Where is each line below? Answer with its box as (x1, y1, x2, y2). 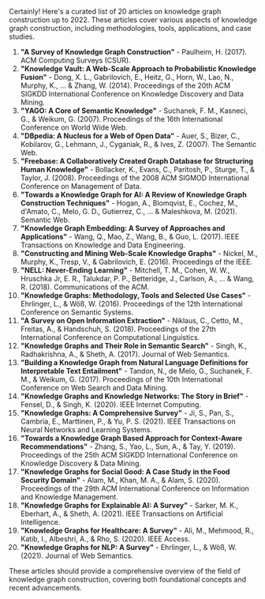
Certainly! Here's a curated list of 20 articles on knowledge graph (9, 7, 222, 16)
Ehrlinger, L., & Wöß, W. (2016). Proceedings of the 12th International (20, 299, 243, 308)
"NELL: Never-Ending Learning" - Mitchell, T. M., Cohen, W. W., (20, 266, 230, 275)
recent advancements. (9, 583, 82, 592)
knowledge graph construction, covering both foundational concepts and (9, 575, 247, 584)
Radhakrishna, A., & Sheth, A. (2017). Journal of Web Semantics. (20, 349, 230, 359)
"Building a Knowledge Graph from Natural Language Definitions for (20, 358, 248, 367)
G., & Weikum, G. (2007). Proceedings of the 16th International (20, 115, 223, 123)
